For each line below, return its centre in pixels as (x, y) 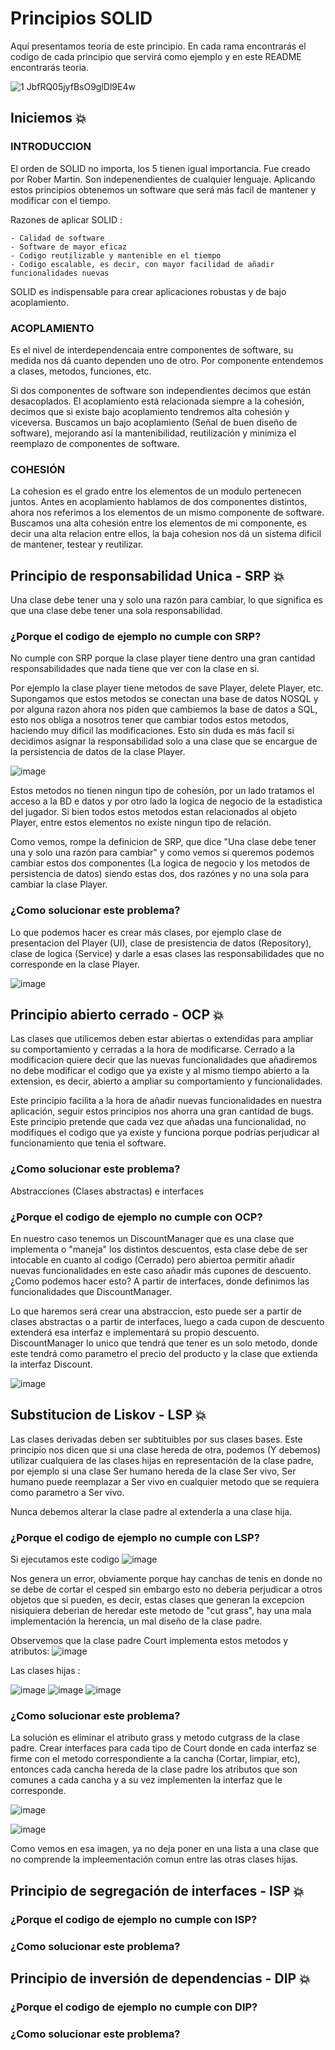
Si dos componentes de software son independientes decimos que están (161, 390)
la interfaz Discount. (51, 1364)
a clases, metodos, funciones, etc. (81, 371)
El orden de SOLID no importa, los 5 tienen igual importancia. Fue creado (160, 168)
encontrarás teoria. (49, 67)
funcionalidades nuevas (60, 273)
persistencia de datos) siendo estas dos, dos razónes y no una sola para (159, 874)
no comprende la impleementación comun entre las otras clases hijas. (154, 1859)
